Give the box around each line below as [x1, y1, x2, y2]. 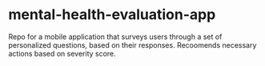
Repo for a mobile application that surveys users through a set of [8, 32, 223, 41]
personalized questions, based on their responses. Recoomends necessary [8, 40, 257, 49]
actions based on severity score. [8, 49, 116, 58]
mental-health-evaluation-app [8, 6, 216, 24]
